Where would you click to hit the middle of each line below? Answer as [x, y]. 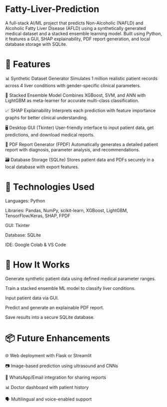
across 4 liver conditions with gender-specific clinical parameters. [73, 85]
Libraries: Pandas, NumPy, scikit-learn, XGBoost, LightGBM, [67, 210]
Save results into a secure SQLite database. [50, 317]
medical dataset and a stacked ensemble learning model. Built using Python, [84, 33]
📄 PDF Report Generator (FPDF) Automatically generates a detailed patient [82, 144]
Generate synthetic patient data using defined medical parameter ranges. [81, 278]
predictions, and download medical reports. [50, 135]
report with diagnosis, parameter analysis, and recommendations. [73, 149]
